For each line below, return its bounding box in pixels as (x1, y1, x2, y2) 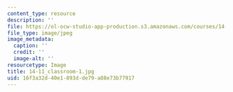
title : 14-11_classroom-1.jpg (7, 68, 95, 75)
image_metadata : (7, 36, 54, 43)
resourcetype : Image (7, 62, 67, 68)
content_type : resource (7, 10, 76, 17)
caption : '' (13, 42, 49, 49)
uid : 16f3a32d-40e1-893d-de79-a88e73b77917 (7, 74, 135, 82)
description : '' (7, 17, 54, 24)
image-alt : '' (13, 55, 54, 62)
